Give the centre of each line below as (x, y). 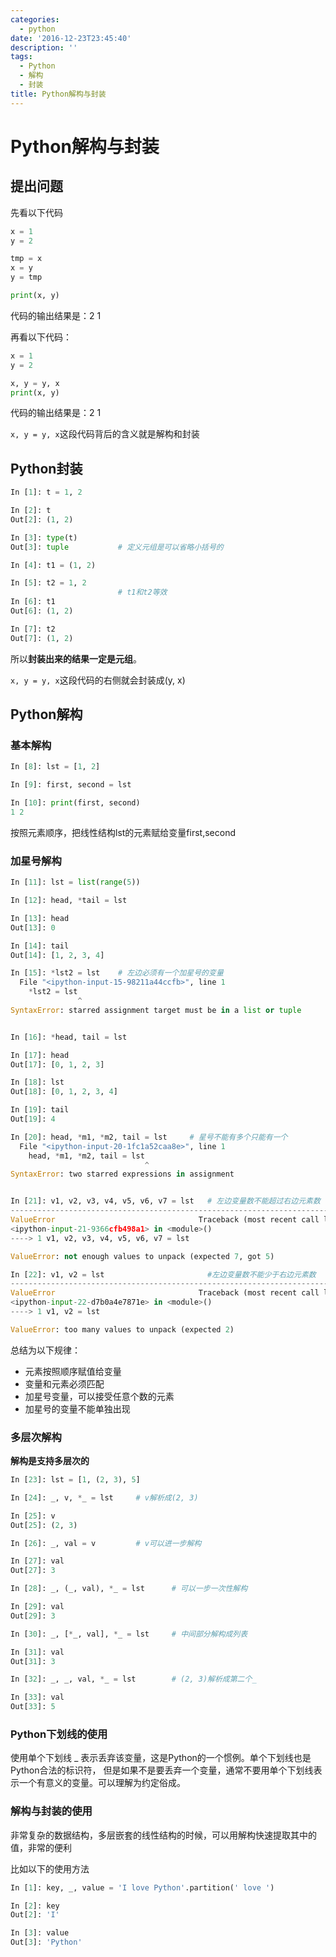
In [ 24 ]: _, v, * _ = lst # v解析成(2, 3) (104, 1497)
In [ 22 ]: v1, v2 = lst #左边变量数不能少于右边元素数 (163, 1274)
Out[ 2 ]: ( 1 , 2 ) (42, 519)
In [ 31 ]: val (37, 1652)
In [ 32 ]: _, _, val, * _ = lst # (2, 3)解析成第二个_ (133, 1679)
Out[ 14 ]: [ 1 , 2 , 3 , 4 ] (57, 955)
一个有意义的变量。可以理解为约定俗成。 (102, 1783)
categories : (35, 19)
